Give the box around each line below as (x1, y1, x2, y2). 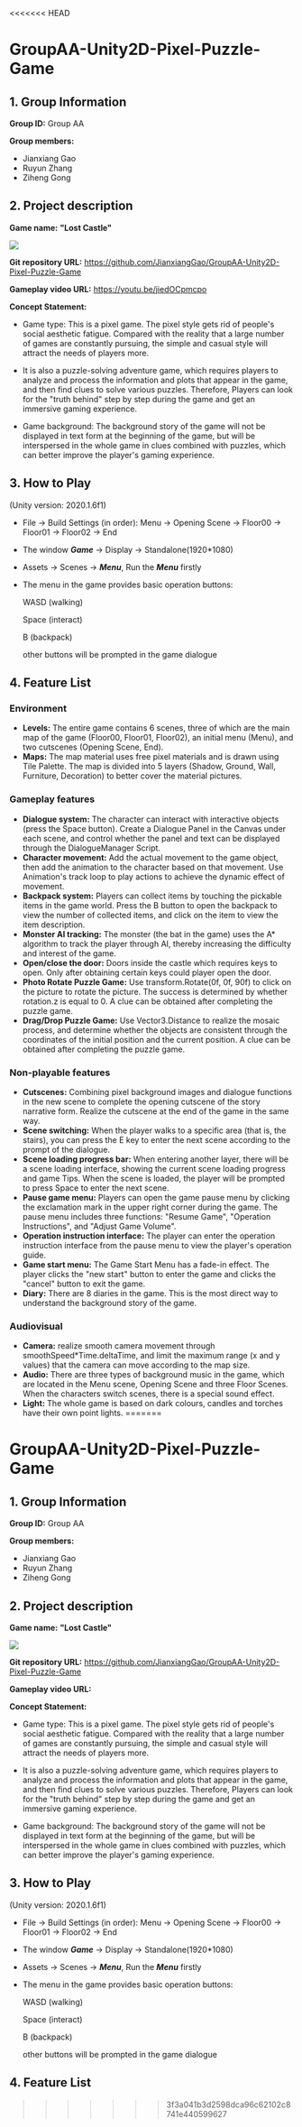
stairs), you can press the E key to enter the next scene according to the (22, 1134, 291, 1145)
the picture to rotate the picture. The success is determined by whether (22, 986, 288, 997)
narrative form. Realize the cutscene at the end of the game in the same (22, 1105, 289, 1117)
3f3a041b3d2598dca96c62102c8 (166, 2099, 291, 2110)
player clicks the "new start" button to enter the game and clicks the (22, 1268, 277, 1279)
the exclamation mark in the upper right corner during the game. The (22, 1202, 278, 1212)
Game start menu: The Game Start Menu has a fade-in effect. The (22, 1258, 270, 1270)
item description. (22, 919, 86, 930)
